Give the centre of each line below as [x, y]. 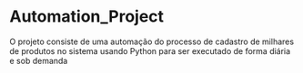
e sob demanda [39, 60]
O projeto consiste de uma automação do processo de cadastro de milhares [151, 41]
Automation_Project [87, 17]
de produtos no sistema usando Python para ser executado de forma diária [150, 50]
